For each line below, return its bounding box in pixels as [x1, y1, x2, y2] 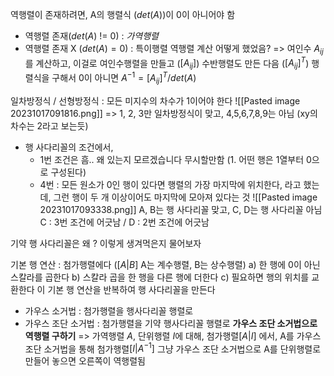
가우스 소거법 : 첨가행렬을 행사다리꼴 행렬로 [24, 304, 194, 317]
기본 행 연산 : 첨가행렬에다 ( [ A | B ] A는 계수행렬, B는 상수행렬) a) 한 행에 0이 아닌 [10, 258, 321, 270]
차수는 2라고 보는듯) [10, 119, 89, 132]
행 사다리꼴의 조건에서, [24, 141, 114, 153]
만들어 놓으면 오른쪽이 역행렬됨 [24, 355, 146, 367]
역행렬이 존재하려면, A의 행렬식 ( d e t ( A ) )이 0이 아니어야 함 [10, 9, 236, 20]
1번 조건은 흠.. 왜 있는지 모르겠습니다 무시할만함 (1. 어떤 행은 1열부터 [39, 153, 305, 165]
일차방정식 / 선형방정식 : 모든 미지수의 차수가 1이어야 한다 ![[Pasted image [10, 94, 301, 107]
